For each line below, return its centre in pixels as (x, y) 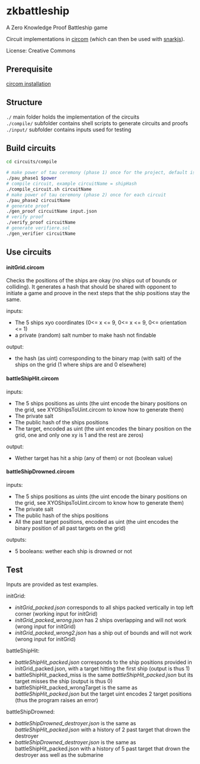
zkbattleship (38, 11)
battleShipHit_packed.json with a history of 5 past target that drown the (102, 749)
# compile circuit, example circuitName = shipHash (71, 184)
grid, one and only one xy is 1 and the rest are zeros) (79, 435)
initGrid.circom (25, 267)
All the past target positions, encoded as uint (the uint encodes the (96, 521)
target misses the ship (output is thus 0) (64, 681)
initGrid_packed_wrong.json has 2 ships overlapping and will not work (100, 620)
